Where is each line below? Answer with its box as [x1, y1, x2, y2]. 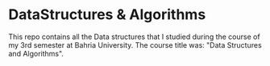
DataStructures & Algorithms [8, 6, 206, 24]
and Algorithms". [8, 49, 64, 58]
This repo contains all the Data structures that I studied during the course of [8, 32, 260, 41]
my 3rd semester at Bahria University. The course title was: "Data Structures [8, 40, 262, 49]
